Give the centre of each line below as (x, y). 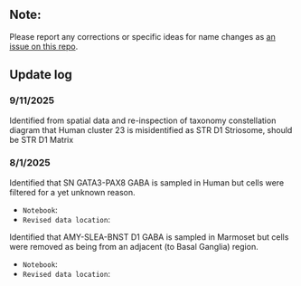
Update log (41, 75)
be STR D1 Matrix (42, 139)
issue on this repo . (44, 46)
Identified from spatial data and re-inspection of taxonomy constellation (143, 120)
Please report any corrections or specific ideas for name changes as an (142, 36)
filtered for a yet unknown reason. (72, 192)
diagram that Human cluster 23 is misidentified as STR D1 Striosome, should (151, 129)
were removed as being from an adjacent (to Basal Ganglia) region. (134, 246)
